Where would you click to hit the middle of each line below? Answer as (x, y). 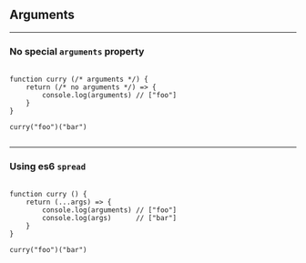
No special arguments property (77, 51)
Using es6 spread (48, 167)
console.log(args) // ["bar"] (110, 218)
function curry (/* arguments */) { (79, 80)
